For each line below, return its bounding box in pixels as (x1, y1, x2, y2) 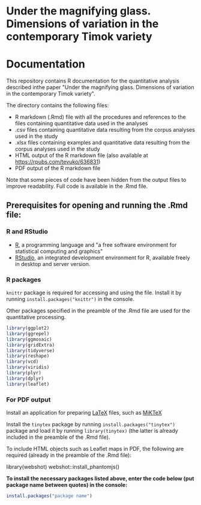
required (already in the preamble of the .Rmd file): (6, 451, 132, 459)
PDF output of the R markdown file (14, 164, 101, 172)
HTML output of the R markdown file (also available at (14, 152, 148, 159)
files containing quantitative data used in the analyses (14, 120, 148, 127)
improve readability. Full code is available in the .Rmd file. (6, 182, 148, 190)
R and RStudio (6, 228, 48, 236)
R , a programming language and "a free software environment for (14, 241, 177, 248)
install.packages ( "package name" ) (6, 493, 93, 499)
